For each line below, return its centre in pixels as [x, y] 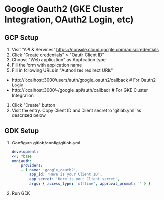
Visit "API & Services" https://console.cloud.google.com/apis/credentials [85, 49]
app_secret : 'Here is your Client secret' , [75, 179]
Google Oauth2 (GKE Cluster [64, 9]
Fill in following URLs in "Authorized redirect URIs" [62, 70]
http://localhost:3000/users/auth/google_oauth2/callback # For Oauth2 [83, 80]
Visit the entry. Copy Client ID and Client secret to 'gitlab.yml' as [77, 110]
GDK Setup [22, 131]
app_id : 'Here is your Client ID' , [66, 175]
